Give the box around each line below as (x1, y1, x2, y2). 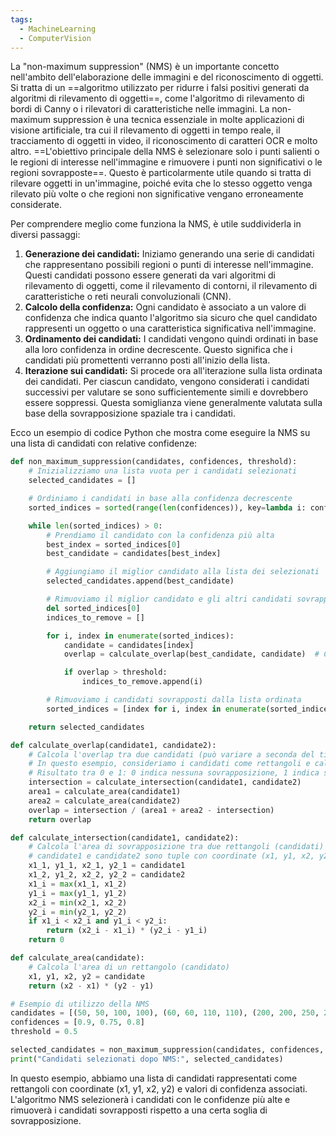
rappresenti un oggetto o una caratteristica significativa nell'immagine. (24, 322, 317, 335)
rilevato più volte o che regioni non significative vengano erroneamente (10, 188, 304, 200)
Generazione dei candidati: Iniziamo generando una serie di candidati (24, 248, 315, 260)
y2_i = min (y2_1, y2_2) (28, 907, 128, 917)
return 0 (28, 935, 65, 945)
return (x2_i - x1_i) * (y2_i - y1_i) (46, 926, 208, 936)
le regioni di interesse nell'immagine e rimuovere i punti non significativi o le (10, 156, 323, 168)
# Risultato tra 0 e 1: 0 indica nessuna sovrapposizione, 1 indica (28, 768, 320, 778)
